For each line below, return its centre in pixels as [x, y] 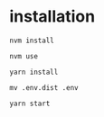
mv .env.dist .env [44, 87]
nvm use [24, 56]
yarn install [34, 72]
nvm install [32, 40]
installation [52, 17]
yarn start [30, 103]
